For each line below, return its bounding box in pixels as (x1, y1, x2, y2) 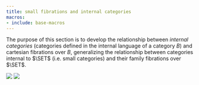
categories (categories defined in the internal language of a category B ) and (6, 42, 193, 49)
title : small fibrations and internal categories (6, 8, 132, 15)
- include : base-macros (6, 20, 65, 26)
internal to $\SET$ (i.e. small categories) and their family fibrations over (6, 55, 181, 62)
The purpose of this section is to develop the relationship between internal (6, 36, 189, 43)
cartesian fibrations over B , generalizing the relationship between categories (6, 49, 194, 56)
